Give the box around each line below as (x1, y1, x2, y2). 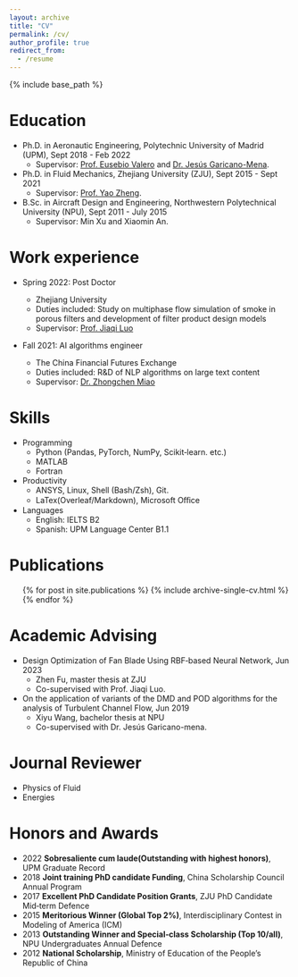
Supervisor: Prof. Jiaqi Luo (35, 323, 134, 333)
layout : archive (9, 13, 70, 22)
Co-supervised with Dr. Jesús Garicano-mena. (35, 721, 207, 732)
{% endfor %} (21, 594, 74, 604)
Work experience (9, 248, 140, 268)
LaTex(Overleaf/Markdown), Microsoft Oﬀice (35, 494, 201, 505)
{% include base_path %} (9, 80, 103, 89)
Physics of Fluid (21, 782, 82, 793)
